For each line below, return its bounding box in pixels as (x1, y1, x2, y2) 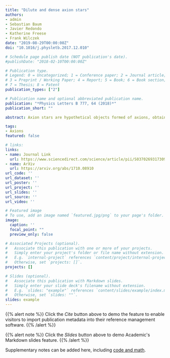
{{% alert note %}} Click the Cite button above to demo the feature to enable (5, 311, 165, 317)
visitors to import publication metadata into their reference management (5, 316, 155, 323)
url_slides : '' (5, 190, 37, 195)
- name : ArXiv (5, 161, 35, 166)
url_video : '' (5, 199, 35, 204)
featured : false (5, 133, 39, 138)
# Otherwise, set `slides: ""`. (5, 293, 78, 298)
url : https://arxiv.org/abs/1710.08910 (10, 166, 94, 171)
